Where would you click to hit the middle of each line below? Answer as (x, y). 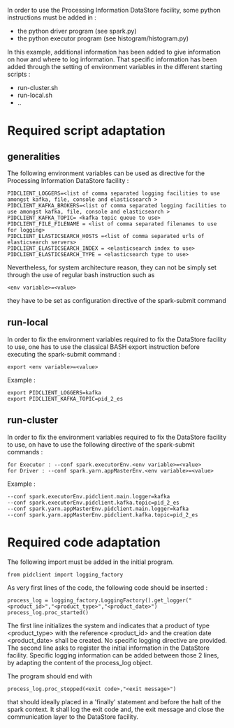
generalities (34, 156)
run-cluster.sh (37, 88)
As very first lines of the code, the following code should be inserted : (108, 587)
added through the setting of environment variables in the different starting (115, 67)
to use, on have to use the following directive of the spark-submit (101, 444)
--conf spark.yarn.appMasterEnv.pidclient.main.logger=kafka (98, 509)
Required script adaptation (86, 131)
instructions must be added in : (52, 17)
